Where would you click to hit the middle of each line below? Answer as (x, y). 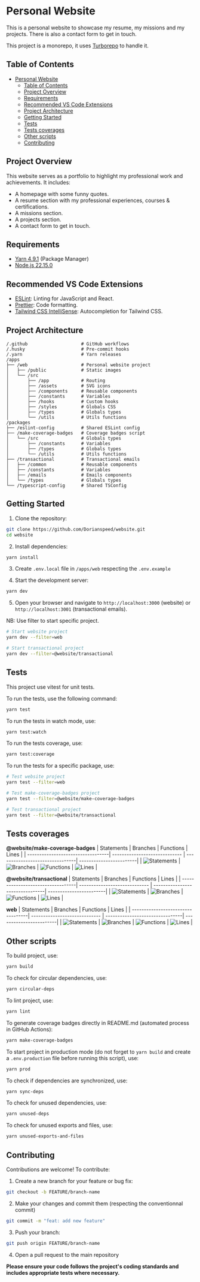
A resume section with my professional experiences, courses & (92, 200)
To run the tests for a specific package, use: (60, 766)
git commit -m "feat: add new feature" (56, 1221)
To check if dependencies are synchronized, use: (67, 1081)
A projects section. (38, 219)
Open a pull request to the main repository (67, 1254)
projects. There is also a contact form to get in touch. (72, 34)
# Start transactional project (45, 648)
